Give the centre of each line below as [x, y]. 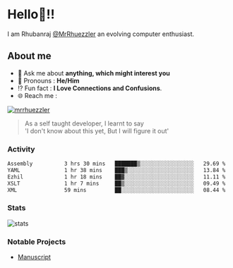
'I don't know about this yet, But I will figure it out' [97, 130]
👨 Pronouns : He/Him [48, 80]
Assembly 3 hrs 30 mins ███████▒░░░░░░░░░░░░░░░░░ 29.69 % [116, 164]
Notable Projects [37, 241]
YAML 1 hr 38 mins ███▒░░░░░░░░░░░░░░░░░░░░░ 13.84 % [116, 170]
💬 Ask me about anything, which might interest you [94, 73]
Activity [21, 149]
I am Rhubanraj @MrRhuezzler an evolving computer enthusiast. [101, 34]
